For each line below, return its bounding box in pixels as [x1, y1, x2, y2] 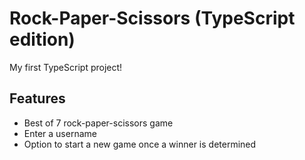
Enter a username [23, 127, 97, 139]
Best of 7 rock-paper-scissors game [23, 117, 174, 129]
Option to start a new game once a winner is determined [23, 138, 257, 150]
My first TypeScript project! [9, 61, 123, 73]
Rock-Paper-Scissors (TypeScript [9, 7, 296, 30]
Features [9, 90, 66, 107]
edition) [9, 28, 76, 51]
